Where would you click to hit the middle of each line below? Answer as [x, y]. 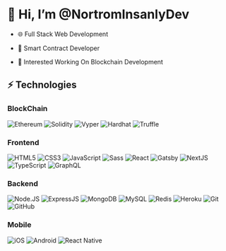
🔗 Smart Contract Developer [59, 48]
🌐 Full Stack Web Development [63, 34]
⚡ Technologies [42, 85]
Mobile [19, 225]
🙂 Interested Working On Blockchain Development [90, 62]
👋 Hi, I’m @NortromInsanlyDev [98, 14]
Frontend [23, 142]
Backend [23, 183]
